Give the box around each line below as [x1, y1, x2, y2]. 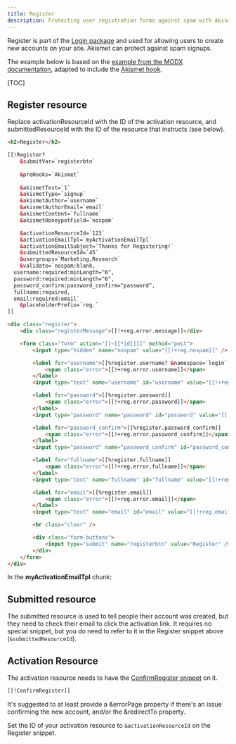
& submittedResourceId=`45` [20, 249, 99, 256]
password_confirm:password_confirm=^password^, [13, 282, 156, 289]
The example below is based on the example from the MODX [7, 57, 183, 66]
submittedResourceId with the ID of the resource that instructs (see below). [7, 125, 225, 134]
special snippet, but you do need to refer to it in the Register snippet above [7, 627, 223, 635]
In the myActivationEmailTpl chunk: [7, 573, 112, 581]
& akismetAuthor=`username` [20, 197, 99, 204]
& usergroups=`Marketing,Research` [20, 256, 121, 263]
